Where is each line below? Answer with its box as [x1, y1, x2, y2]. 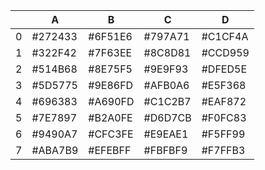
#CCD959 [201, 46, 250, 59]
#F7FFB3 [201, 144, 246, 157]
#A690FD [88, 95, 135, 108]
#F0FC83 [201, 111, 247, 124]
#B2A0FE [88, 111, 133, 124]
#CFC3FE [88, 127, 134, 141]
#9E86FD [88, 79, 134, 92]
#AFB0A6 [143, 79, 190, 92]
